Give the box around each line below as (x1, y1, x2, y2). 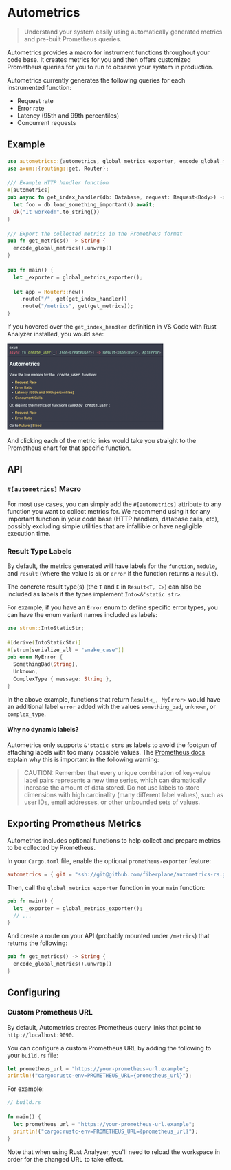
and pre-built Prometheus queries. (23, 34, 122, 43)
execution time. (7, 529, 51, 537)
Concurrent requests (16, 118, 76, 127)
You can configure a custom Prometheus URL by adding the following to (7, 1043, 212, 1052)
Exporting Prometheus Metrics (7, 818, 142, 830)
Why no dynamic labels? (7, 726, 79, 734)
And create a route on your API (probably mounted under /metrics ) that (7, 932, 210, 940)
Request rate (16, 96, 54, 105)
